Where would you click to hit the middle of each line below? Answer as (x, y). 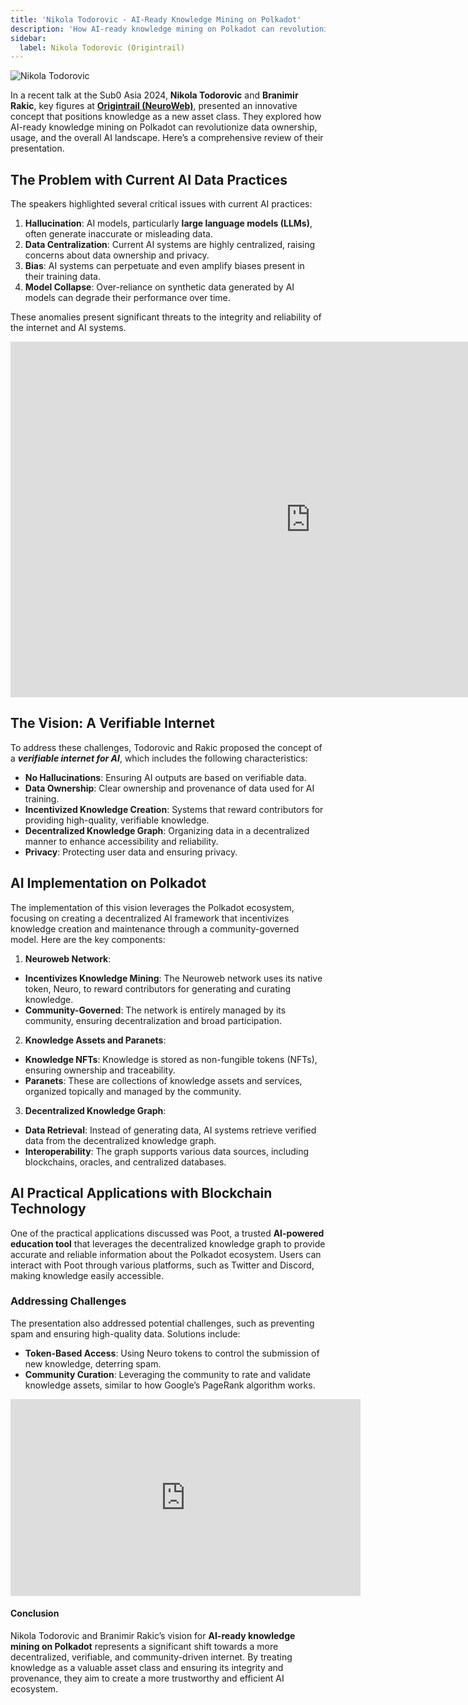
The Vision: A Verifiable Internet (112, 723)
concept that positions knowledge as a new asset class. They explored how (166, 117)
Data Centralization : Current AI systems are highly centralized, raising (170, 245)
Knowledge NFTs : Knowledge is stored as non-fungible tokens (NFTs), (171, 1059)
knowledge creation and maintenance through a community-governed (155, 928)
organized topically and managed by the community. (133, 1091)
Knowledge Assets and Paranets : (95, 1040)
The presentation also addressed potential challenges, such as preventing (162, 1323)
